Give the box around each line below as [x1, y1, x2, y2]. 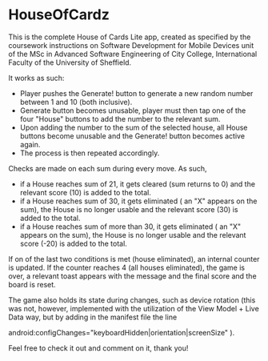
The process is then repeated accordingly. [19, 148, 160, 158]
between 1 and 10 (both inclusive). [19, 97, 133, 106]
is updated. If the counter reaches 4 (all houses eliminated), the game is [8, 263, 246, 272]
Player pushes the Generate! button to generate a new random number [19, 88, 254, 98]
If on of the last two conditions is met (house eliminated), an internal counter [8, 254, 260, 263]
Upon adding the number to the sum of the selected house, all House [19, 122, 248, 132]
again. [19, 139, 41, 149]
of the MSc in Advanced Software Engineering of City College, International [8, 49, 258, 58]
